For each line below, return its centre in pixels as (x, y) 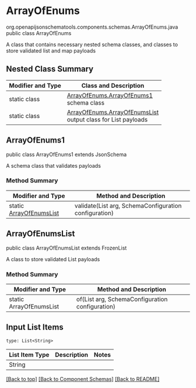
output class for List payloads (107, 119)
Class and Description (113, 85)
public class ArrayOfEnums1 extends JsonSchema (66, 154)
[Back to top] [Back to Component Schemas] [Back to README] (83, 379)
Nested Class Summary (50, 69)
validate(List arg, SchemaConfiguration (128, 206)
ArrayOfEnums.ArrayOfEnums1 (110, 95)
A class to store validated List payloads (53, 259)
